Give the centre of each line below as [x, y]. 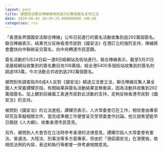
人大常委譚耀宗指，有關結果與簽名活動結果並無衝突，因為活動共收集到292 [83, 88]
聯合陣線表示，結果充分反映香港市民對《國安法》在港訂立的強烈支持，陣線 [79, 43]
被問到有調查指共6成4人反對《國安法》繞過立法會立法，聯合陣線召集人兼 [78, 82]
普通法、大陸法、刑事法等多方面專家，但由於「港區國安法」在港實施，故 [86, 138]
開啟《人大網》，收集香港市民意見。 [44, 122]
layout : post [18, 9]
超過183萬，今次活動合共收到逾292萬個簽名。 [51, 72]
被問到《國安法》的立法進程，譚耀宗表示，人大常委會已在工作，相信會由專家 [81, 110]
